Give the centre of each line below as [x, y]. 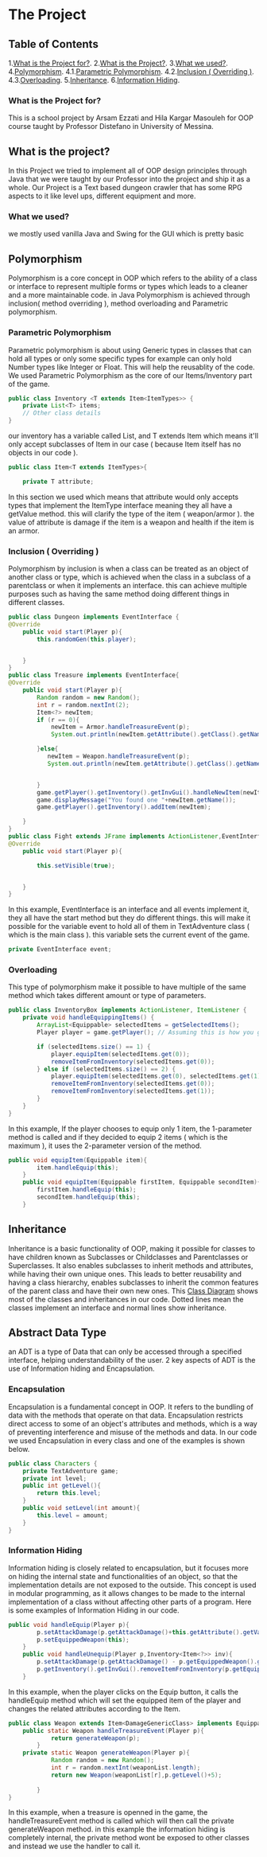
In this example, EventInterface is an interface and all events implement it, [129, 910]
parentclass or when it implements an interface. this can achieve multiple [128, 586]
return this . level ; [69, 1493]
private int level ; [55, 1478]
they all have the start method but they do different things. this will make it [130, 918]
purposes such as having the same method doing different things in [119, 594]
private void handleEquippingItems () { [89, 1018]
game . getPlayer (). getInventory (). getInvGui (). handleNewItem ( [140, 792]
